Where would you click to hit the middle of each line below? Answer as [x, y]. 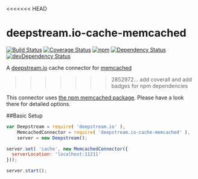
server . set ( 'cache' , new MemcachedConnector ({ [67, 149]
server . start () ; [27, 171]
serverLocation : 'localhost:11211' [56, 154]
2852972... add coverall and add [152, 79]
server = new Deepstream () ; [52, 138]
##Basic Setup [25, 115]
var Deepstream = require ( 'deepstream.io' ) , [66, 127]
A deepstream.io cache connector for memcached [69, 68]
